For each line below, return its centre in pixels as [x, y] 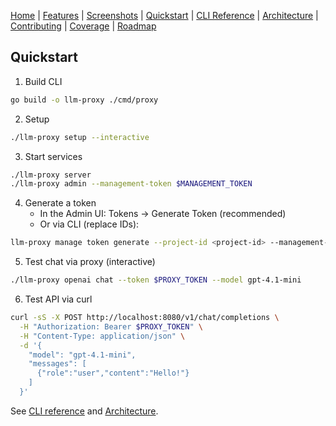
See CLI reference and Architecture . [84, 411]
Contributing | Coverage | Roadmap [83, 26]
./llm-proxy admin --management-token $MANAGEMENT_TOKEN [131, 184]
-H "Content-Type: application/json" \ [102, 336]
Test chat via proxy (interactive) [90, 262]
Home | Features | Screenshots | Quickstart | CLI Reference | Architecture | [164, 15]
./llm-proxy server [51, 175]
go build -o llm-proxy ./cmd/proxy [84, 100]
